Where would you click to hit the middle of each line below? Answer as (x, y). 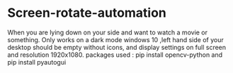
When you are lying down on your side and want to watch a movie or (107, 32)
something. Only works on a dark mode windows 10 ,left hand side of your (116, 39)
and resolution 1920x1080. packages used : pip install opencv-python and (115, 55)
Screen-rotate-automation (87, 13)
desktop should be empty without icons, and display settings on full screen (117, 47)
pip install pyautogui (37, 62)
